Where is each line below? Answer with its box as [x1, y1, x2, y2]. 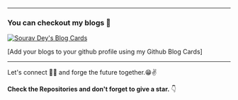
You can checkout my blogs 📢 [7, 18, 111, 27]
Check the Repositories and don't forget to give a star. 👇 [7, 85, 177, 94]
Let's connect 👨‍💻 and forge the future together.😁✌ [7, 68, 157, 77]
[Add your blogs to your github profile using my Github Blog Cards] [7, 47, 203, 56]
